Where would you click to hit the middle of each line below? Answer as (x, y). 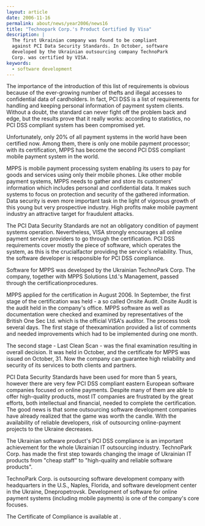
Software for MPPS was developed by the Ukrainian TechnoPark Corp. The (101, 270)
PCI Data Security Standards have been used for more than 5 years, (92, 377)
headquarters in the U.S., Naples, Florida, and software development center (102, 485)
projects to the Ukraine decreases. (50, 429)
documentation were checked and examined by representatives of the (95, 314)
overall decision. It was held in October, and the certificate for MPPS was (98, 352)
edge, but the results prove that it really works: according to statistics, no (99, 119)
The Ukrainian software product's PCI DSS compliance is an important (95, 441)
